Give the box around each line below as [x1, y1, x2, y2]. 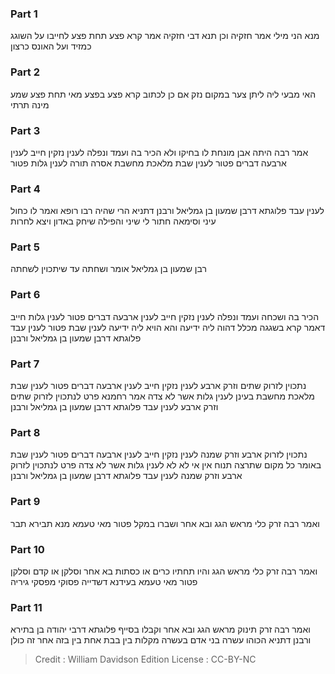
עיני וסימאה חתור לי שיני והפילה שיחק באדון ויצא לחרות [10, 215, 217, 227]
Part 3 [10, 123, 41, 137]
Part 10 [10, 542, 45, 556]
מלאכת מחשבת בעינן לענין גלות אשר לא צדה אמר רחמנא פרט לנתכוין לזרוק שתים [10, 390, 315, 402]
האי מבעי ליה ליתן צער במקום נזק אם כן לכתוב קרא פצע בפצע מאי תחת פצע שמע [10, 88, 317, 100]
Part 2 [10, 65, 41, 79]
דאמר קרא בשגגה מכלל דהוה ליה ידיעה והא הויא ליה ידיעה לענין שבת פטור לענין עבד [10, 321, 326, 333]
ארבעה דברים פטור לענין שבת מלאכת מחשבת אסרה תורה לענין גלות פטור [10, 157, 287, 169]
